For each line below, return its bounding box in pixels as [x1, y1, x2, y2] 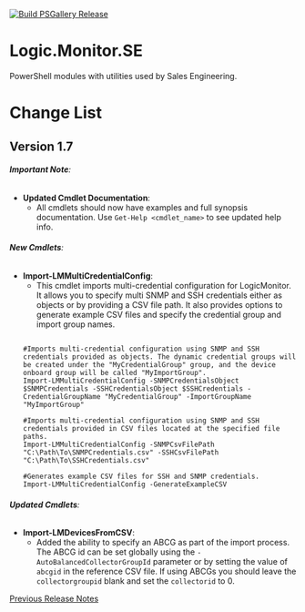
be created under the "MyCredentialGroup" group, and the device [22, 360, 276, 369]
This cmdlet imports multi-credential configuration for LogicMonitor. [36, 280, 291, 291]
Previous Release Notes [9, 593, 99, 605]
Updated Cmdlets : [9, 499, 80, 510]
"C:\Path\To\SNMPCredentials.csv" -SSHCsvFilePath [22, 447, 219, 457]
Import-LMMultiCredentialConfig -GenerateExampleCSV [22, 479, 228, 489]
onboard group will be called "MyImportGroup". [22, 368, 207, 377]
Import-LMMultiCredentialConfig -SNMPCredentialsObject [22, 376, 239, 385]
